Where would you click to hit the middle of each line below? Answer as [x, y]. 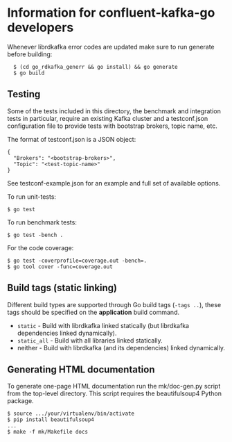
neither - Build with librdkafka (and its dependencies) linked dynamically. [121, 347]
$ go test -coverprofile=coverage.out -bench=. [77, 261]
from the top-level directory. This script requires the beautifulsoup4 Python [114, 393]
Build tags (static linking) [62, 288]
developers [41, 27]
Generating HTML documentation [81, 369]
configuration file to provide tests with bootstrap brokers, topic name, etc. [113, 126]
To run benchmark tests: [42, 222]
